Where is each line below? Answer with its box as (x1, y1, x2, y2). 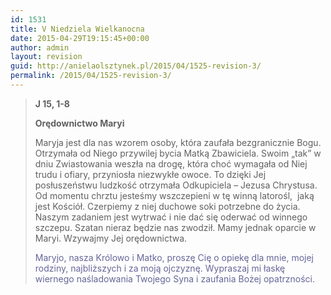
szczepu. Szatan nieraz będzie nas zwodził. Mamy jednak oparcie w (34, 221, 317, 233)
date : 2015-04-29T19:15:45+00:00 (10, 33, 150, 43)
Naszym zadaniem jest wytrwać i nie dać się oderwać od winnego (34, 211, 308, 223)
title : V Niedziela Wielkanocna (10, 24, 145, 34)
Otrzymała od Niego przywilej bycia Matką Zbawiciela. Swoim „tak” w (34, 147, 322, 159)
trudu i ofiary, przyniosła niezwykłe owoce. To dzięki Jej (34, 168, 267, 180)
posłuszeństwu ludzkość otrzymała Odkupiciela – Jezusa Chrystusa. (34, 179, 318, 191)
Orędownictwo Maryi (34, 117, 125, 129)
